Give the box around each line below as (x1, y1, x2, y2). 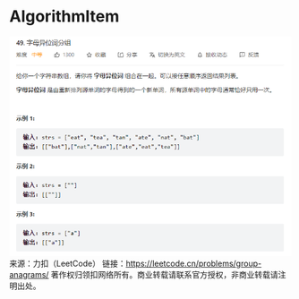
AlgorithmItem (9, 6, 120, 27)
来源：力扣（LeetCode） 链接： (9, 258, 127, 269)
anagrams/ (9, 269, 49, 279)
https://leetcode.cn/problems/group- (125, 258, 262, 269)
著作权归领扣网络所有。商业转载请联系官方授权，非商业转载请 (50, 269, 279, 279)
